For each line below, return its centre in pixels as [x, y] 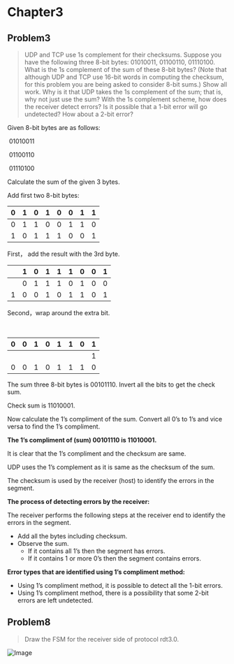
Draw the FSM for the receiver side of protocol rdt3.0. [102, 639]
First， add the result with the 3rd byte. [64, 254]
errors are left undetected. [55, 600]
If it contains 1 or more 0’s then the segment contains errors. [114, 558]
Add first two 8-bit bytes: [43, 195]
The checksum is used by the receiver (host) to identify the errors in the [111, 481]
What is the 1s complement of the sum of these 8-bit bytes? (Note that [125, 70]
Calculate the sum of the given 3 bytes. [64, 182]
